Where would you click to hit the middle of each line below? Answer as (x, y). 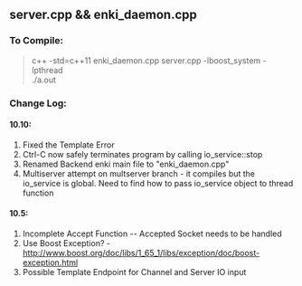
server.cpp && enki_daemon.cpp (103, 15)
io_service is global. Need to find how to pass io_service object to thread (158, 183)
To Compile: (37, 41)
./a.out (44, 80)
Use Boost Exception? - (66, 243)
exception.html (50, 262)
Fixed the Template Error (68, 145)
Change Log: (38, 103)
